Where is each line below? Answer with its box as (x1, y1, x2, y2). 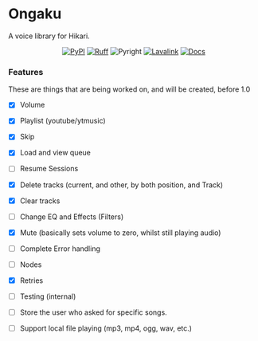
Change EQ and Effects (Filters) (19, 212, 124, 221)
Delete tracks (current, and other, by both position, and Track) (19, 180, 224, 190)
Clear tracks (19, 196, 61, 206)
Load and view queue (19, 148, 92, 158)
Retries (19, 276, 44, 285)
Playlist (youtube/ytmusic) (19, 116, 106, 126)
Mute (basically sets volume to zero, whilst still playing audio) (19, 228, 221, 237)
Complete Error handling (19, 244, 101, 253)
